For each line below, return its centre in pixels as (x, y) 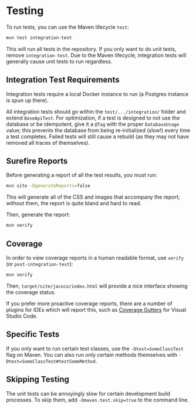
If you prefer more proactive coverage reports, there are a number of (89, 304)
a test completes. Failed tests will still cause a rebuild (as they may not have (98, 137)
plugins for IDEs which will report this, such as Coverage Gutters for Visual (96, 309)
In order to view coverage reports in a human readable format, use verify (95, 258)
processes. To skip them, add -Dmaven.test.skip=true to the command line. (97, 400)
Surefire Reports (37, 161)
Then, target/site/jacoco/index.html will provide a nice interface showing (97, 286)
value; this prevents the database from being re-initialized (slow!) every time (98, 130)
